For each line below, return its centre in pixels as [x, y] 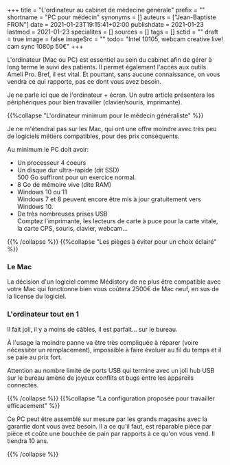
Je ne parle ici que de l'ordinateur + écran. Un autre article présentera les [111, 95]
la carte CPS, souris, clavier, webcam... [72, 228]
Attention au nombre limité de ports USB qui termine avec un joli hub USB [111, 370]
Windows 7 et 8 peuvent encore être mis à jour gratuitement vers [109, 199]
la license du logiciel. [37, 296]
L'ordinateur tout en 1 [43, 314]
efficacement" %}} [34, 405]
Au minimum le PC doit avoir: [48, 149]
